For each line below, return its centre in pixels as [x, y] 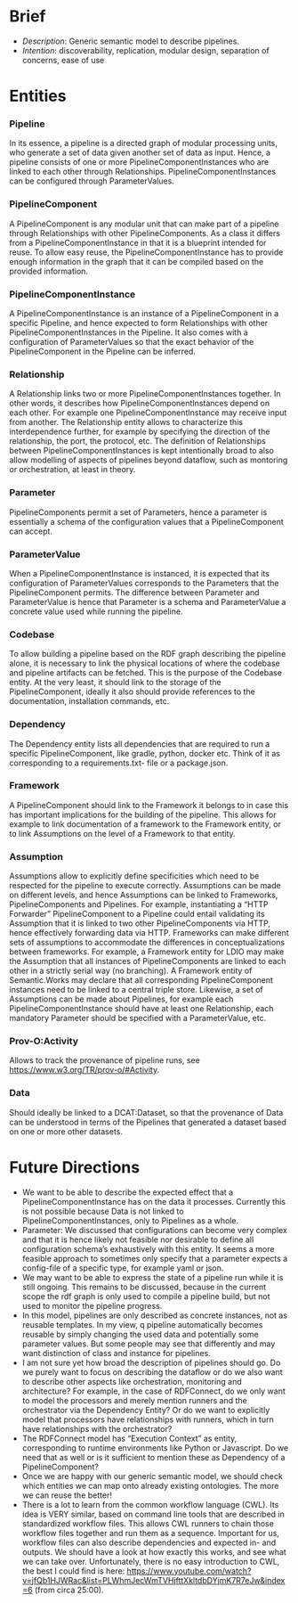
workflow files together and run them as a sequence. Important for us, [151, 1533]
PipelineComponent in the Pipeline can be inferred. [102, 352]
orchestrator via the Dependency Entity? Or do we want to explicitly [146, 1410]
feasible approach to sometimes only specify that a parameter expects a [155, 1258]
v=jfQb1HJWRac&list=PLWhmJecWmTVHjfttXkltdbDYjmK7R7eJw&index [153, 1580]
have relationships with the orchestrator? [97, 1428]
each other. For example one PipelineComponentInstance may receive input [148, 413]
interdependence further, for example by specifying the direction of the [140, 432]
